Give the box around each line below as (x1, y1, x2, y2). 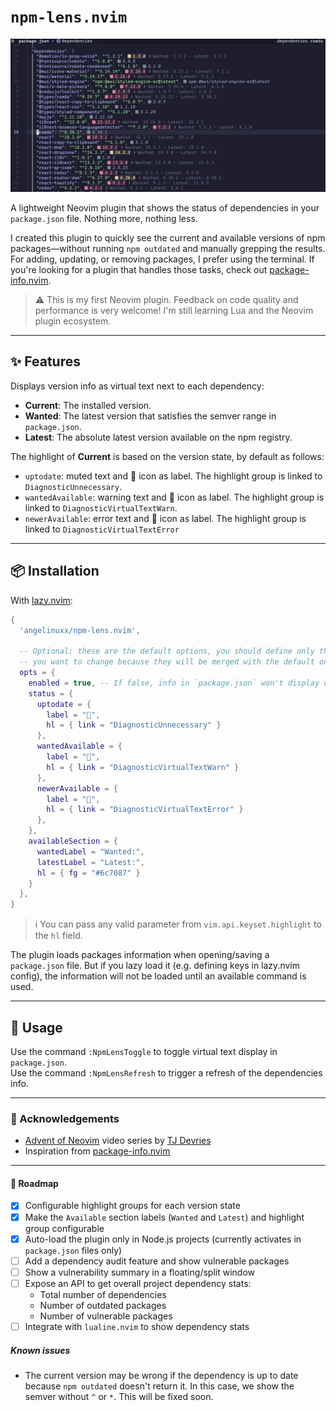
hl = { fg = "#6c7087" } (36, 868, 141, 878)
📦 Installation (10, 563, 100, 580)
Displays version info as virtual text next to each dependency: (10, 380, 265, 392)
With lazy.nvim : (10, 594, 73, 606)
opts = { (19, 668, 56, 678)
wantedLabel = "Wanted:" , (36, 846, 145, 857)
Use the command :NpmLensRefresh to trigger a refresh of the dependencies (10, 1066, 323, 1079)
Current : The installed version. (24, 399, 152, 411)
